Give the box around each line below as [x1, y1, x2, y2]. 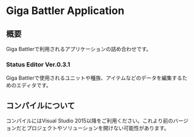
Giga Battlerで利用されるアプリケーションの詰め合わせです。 [6, 46, 152, 52]
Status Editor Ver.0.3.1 [6, 60, 71, 68]
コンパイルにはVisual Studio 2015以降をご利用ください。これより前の [6, 117, 174, 124]
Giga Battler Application [6, 4, 124, 18]
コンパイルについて [6, 101, 75, 111]
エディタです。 [16, 82, 51, 89]
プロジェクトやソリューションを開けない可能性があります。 [26, 125, 169, 132]
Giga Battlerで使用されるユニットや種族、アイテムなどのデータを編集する [6, 74, 182, 81]
